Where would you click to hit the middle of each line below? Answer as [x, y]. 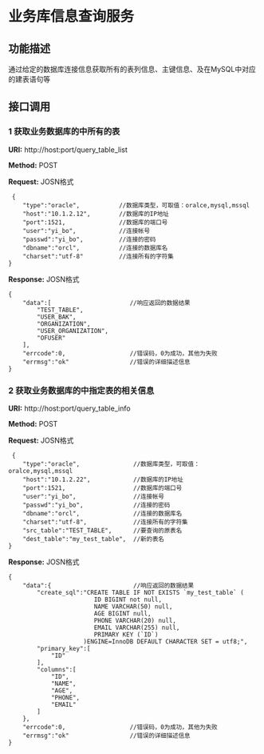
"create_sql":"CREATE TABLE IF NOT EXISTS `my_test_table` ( [141, 592]
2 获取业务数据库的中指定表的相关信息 [81, 391]
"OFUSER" [51, 338]
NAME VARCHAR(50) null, [133, 606]
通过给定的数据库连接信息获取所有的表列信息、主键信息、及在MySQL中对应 [132, 69]
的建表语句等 [29, 79]
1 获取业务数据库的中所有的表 [64, 131]
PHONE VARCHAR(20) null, [135, 620]
